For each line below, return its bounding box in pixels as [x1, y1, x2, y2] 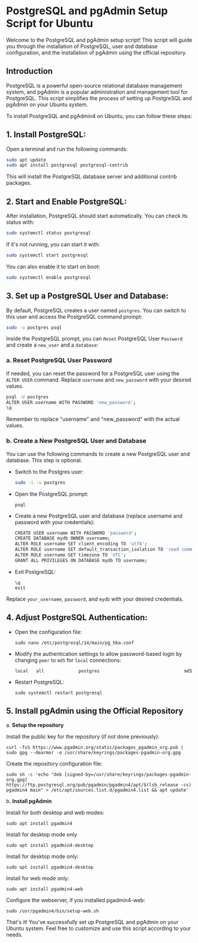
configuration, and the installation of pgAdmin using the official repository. [6, 49, 187, 56]
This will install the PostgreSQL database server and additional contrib [6, 173, 177, 180]
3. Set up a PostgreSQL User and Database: [6, 291, 169, 301]
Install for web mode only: [6, 875, 70, 882]
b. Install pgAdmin [6, 798, 52, 805]
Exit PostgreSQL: [14, 568, 56, 575]
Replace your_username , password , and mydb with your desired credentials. [6, 595, 184, 602]
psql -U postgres [6, 393, 49, 400]
